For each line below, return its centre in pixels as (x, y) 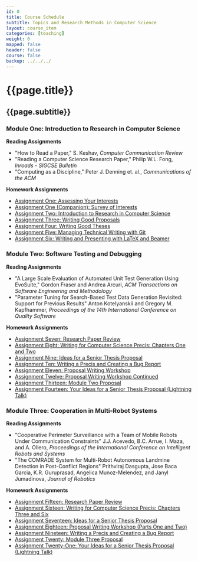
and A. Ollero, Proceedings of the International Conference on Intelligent (102, 447)
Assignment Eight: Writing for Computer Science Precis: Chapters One (100, 345)
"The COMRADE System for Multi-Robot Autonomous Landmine (92, 460)
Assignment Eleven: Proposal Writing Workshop (72, 370)
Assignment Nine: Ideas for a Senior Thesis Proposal (79, 357)
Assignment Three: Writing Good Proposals (67, 220)
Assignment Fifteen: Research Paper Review (68, 501)
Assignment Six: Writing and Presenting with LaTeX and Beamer (92, 239)
